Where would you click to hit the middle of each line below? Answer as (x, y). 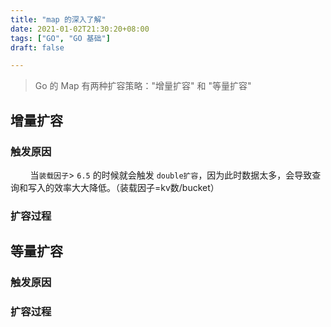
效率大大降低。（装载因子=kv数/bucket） (136, 187)
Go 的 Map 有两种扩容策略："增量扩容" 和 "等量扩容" (143, 86)
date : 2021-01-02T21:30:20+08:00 (80, 29)
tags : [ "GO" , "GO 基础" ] (60, 38)
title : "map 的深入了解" (58, 19)
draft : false (37, 47)
